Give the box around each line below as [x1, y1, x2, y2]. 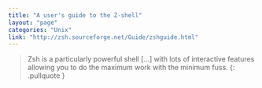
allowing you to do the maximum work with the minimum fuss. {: [27, 63, 235, 72]
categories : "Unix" [8, 26, 72, 33]
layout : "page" [8, 19, 58, 26]
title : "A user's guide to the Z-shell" [8, 11, 143, 19]
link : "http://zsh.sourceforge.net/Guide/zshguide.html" [8, 33, 199, 41]
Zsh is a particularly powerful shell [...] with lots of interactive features [27, 55, 255, 64]
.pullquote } [27, 71, 65, 80]
